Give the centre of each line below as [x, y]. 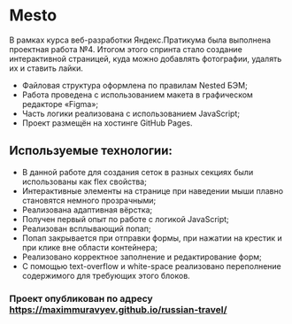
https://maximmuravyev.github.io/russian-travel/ [118, 309]
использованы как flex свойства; [85, 181]
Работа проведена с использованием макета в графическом [138, 95]
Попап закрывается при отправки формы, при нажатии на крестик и [152, 238]
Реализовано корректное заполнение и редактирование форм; [142, 257]
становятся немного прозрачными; [89, 200]
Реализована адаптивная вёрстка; [87, 210]
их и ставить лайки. [46, 68]
